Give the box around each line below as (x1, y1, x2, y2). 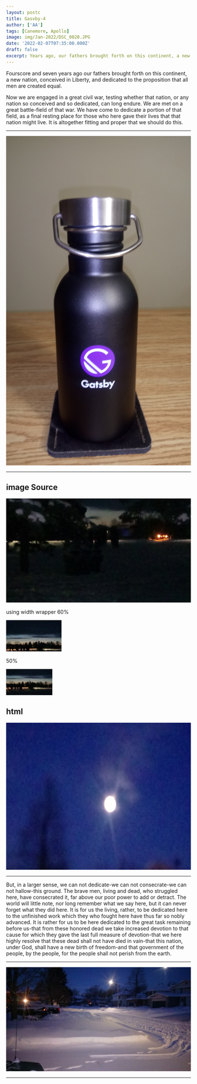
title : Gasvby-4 (6, 15, 46, 22)
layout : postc (6, 9, 41, 15)
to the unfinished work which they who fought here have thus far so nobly (6, 912, 185, 919)
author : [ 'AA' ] (6, 22, 43, 28)
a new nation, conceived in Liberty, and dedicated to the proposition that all (6, 76, 189, 83)
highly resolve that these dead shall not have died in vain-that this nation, (6, 937, 183, 944)
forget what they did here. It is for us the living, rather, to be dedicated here (6, 906, 188, 913)
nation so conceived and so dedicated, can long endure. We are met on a (6, 100, 183, 107)
